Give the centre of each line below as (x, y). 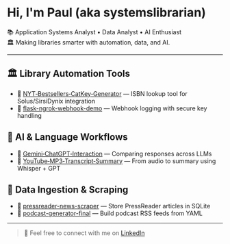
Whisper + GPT (39, 168)
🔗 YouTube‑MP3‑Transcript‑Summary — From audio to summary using (116, 161)
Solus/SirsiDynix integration (56, 101)
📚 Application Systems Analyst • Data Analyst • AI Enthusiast (94, 32)
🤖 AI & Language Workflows (67, 137)
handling (29, 115)
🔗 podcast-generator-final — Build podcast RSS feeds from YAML (110, 213)
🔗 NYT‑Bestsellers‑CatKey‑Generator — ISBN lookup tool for (102, 93)
